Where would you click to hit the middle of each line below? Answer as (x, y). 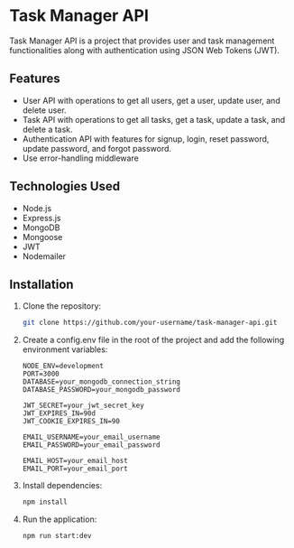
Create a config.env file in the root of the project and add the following (153, 340)
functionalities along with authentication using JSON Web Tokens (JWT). (144, 50)
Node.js (37, 208)
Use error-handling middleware (81, 158)
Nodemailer (44, 256)
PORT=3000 (41, 374)
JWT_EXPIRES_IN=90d (59, 413)
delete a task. (48, 129)
